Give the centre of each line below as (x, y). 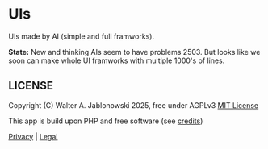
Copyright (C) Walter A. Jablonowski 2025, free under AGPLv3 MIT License (134, 105)
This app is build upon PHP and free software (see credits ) (106, 121)
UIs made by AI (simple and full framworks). (82, 36)
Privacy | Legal (33, 136)
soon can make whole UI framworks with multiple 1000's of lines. (117, 60)
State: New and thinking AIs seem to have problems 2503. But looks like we (134, 52)
